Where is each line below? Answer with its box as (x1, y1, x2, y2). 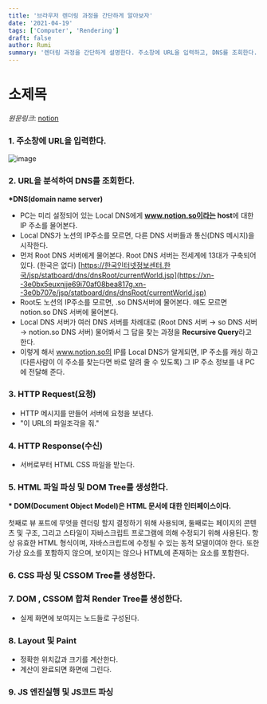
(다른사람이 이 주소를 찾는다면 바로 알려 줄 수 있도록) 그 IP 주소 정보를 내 (19, 356, 244, 367)
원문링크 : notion (8, 113, 59, 123)
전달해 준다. (28, 367, 65, 376)
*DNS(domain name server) (8, 194, 104, 203)
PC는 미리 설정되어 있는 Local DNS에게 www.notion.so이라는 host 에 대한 (19, 210, 254, 220)
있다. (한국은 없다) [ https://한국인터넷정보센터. (19, 260, 165, 269)
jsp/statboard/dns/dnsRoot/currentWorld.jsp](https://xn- (29, 270, 215, 280)
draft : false (8, 33, 52, 42)
